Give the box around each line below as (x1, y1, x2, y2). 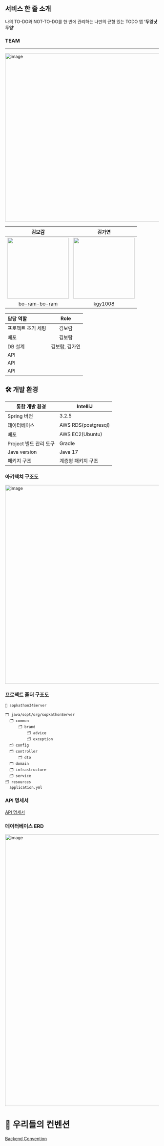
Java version (7, 448, 37, 455)
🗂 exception (26, 736, 53, 741)
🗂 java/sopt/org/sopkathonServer (5, 712, 75, 717)
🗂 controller (9, 749, 38, 754)
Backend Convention (5, 1136, 47, 1142)
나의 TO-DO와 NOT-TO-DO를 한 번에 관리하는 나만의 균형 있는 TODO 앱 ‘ (5, 19, 145, 24)
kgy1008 (93, 300, 115, 307)
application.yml (9, 785, 42, 790)
